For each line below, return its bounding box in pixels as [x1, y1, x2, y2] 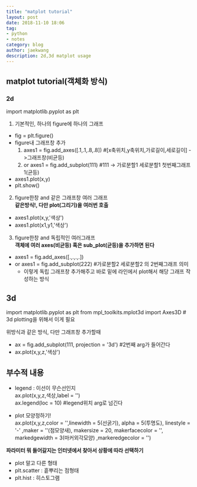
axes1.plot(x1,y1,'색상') [14, 222, 69, 229]
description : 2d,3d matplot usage [6, 53, 92, 59]
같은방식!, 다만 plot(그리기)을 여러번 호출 [14, 201, 109, 208]
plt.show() [14, 182, 40, 189]
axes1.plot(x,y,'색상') [14, 214, 64, 222]
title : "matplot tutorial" [6, 8, 73, 15]
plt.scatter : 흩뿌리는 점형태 [14, 467, 79, 474]
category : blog [6, 42, 44, 48]
